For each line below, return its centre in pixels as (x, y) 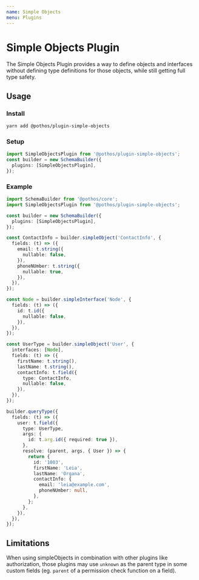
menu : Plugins (24, 18)
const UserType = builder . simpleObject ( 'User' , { (70, 344)
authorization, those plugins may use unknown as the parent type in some (97, 564)
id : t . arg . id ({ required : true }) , (73, 440)
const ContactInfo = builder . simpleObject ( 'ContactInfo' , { (84, 238)
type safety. (21, 77)
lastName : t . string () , (46, 367)
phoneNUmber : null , (63, 491)
